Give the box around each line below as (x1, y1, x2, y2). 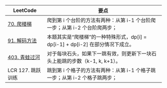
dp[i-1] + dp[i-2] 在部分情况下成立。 (47, 41, 135, 47)
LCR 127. (7, 67, 30, 74)
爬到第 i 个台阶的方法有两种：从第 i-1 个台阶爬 (47, 17, 156, 24)
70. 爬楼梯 (7, 21, 32, 27)
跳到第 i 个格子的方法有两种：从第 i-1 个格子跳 (47, 67, 156, 74)
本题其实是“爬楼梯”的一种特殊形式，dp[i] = (47, 34, 147, 40)
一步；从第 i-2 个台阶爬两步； (47, 24, 117, 31)
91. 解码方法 (7, 37, 37, 44)
